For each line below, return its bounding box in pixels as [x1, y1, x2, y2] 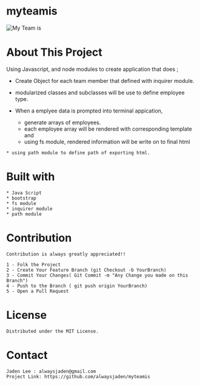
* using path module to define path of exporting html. [6, 149, 150, 155]
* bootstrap [6, 195, 36, 201]
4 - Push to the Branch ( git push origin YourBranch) [6, 283, 148, 289]
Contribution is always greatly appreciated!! [6, 251, 126, 257]
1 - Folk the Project [6, 261, 61, 267]
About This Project [6, 45, 103, 59]
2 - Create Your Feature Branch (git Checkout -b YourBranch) [6, 267, 167, 273]
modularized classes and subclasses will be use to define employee [15, 89, 185, 96]
